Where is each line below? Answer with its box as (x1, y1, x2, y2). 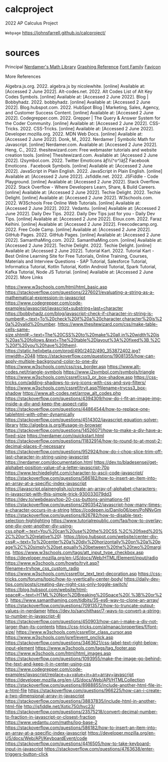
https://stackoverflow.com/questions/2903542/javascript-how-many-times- (5, 501, 162, 508)
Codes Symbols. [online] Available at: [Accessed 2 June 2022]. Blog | (5, 93, 148, 99)
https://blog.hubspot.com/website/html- (5, 586, 88, 593)
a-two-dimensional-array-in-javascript (5, 693, 85, 699)
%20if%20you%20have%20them (5, 342, 75, 348)
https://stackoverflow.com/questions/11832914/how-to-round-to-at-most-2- (5, 438, 162, 444)
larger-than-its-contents (5, 624, 55, 630)
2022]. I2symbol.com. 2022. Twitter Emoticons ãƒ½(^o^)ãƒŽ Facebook (5, 157, 150, 163)
